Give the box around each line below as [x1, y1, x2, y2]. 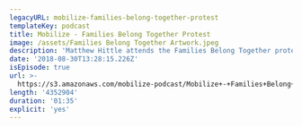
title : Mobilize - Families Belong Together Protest [9, 30, 211, 38]
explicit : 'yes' [9, 105, 70, 114]
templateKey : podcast [9, 21, 91, 30]
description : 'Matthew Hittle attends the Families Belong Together [9, 47, 271, 55]
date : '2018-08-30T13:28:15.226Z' [9, 55, 139, 63]
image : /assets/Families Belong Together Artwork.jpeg [9, 38, 219, 47]
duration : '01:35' [9, 96, 78, 106]
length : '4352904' [9, 88, 78, 97]
